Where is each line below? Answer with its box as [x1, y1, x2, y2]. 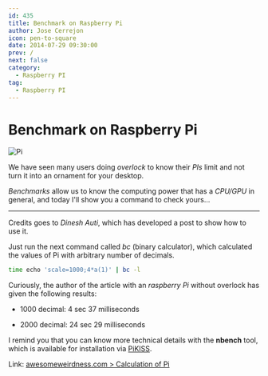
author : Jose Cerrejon [8, 26, 84, 34]
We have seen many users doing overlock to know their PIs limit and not [8, 162, 245, 172]
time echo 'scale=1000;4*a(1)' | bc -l [8, 266, 141, 274]
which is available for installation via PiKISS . [8, 344, 152, 354]
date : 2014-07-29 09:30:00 [8, 42, 98, 50]
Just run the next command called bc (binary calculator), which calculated [8, 242, 253, 252]
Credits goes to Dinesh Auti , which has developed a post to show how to [8, 218, 247, 228]
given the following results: [8, 289, 97, 298]
